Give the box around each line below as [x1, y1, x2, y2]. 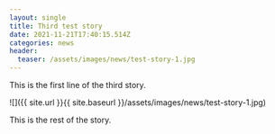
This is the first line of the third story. [9, 80, 146, 90]
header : [9, 47, 39, 56]
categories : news [9, 38, 75, 48]
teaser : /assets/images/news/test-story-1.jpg [17, 55, 196, 64]
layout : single [9, 13, 67, 22]
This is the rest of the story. [9, 114, 112, 125]
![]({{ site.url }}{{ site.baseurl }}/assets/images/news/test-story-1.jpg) [9, 97, 267, 108]
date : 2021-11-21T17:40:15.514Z [9, 30, 131, 39]
